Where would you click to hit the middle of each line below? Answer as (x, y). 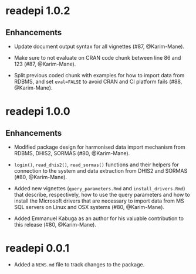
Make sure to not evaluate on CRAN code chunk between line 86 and (97, 58)
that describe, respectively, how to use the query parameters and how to (102, 195)
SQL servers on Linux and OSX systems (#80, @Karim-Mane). (89, 207)
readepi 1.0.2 (38, 11)
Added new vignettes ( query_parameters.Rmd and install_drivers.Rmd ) (99, 188)
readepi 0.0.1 (38, 249)
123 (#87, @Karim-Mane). (45, 64)
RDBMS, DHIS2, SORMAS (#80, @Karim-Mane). (72, 153)
